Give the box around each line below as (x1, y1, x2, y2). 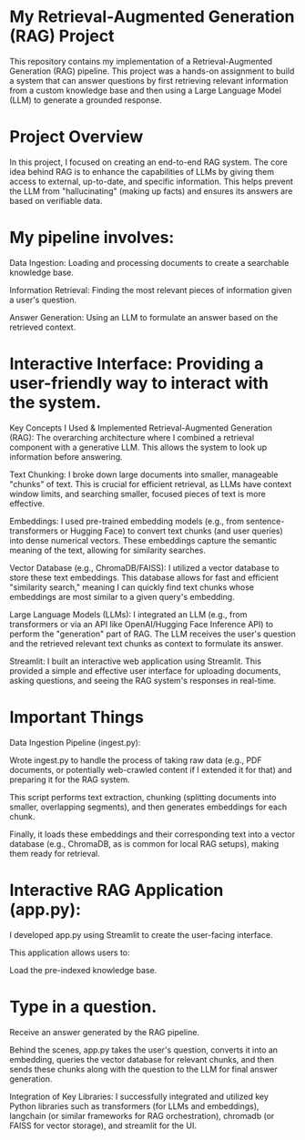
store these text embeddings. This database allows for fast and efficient (9, 572, 280, 583)
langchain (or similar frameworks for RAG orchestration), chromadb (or (9, 1110, 275, 1121)
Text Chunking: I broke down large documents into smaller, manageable (9, 469, 279, 480)
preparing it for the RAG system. (9, 774, 130, 785)
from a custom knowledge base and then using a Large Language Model (9, 85, 282, 96)
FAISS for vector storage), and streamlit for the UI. (9, 1120, 198, 1131)
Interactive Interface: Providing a (9, 353, 264, 374)
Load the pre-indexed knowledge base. (9, 964, 158, 975)
